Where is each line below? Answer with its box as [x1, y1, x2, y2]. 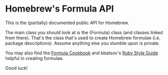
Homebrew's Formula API [5, 3, 114, 15]
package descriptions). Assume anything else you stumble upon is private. [5, 40, 160, 46]
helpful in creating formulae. [5, 55, 64, 61]
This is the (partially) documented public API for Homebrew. [5, 20, 129, 26]
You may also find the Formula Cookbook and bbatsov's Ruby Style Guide [5, 50, 158, 56]
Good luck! [5, 65, 28, 71]
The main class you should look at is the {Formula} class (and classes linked [5, 29, 163, 35]
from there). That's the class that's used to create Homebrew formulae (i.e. [5, 35, 161, 41]
